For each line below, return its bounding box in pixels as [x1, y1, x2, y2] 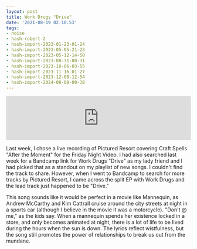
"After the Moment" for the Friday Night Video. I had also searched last [6, 151, 177, 158]
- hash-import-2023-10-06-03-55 [6, 63, 85, 69]
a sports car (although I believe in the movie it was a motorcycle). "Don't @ [6, 206, 187, 213]
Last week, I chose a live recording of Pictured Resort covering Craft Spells [6, 145, 188, 152]
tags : [6, 25, 19, 31]
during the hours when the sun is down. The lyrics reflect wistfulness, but [6, 225, 184, 232]
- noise [6, 31, 25, 36]
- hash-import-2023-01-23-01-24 [6, 42, 85, 48]
